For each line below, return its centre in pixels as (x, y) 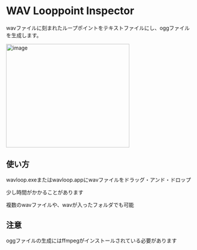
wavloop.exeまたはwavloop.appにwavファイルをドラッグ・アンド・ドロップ (98, 180)
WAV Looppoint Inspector (70, 11)
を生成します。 (24, 35)
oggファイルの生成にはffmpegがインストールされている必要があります (92, 241)
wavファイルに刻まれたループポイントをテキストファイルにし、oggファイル (98, 28)
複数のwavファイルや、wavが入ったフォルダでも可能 (70, 205)
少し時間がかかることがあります (45, 192)
